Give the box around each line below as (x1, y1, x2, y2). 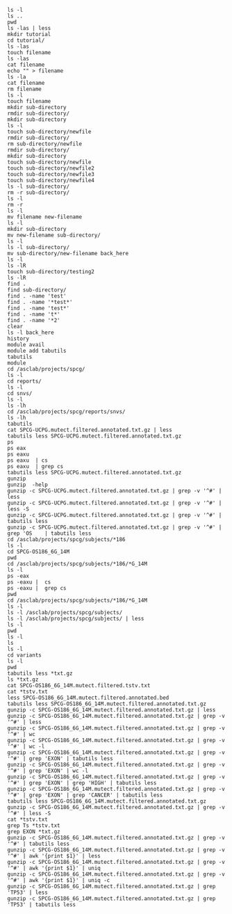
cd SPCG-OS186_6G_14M (7, 548, 70, 555)
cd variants (7, 652, 42, 659)
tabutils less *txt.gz (7, 670, 73, 677)
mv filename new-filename (7, 214, 82, 221)
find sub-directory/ (7, 287, 67, 294)
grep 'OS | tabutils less (7, 530, 92, 537)
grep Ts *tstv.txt (7, 822, 60, 829)
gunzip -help (7, 481, 49, 488)
